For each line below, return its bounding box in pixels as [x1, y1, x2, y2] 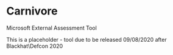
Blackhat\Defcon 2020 [6, 42, 63, 50]
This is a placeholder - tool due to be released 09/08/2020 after [6, 36, 167, 43]
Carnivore [6, 4, 58, 18]
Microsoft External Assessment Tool [6, 24, 97, 31]
